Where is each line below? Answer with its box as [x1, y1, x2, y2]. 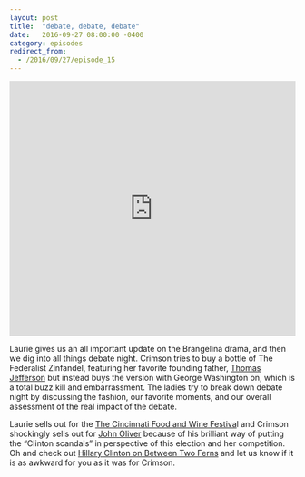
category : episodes [9, 38, 84, 48]
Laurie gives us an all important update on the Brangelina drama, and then [9, 344, 286, 354]
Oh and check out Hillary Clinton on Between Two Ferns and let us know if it [9, 448, 294, 458]
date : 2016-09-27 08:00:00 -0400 [9, 30, 144, 39]
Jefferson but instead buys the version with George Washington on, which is [9, 373, 295, 383]
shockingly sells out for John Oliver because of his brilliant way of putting [9, 428, 284, 439]
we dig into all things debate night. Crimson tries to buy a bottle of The [9, 353, 274, 364]
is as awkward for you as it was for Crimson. [9, 457, 175, 468]
